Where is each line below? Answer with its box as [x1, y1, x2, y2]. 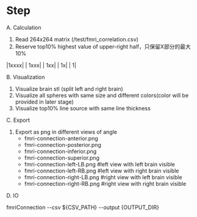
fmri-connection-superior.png [24, 154, 99, 162]
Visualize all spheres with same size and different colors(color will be [15, 91, 189, 99]
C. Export [6, 116, 30, 124]
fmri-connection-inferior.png [24, 148, 97, 155]
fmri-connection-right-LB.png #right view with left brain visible [24, 173, 182, 180]
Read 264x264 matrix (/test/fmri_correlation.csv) [15, 35, 139, 43]
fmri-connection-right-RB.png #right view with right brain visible [24, 180, 187, 187]
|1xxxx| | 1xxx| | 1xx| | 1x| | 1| [6, 62, 76, 69]
